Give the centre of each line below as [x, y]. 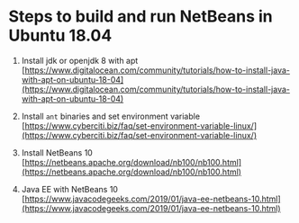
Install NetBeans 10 [57, 152]
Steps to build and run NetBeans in [140, 17]
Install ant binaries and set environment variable [110, 116]
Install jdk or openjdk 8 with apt [80, 60]
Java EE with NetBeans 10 [70, 189]
